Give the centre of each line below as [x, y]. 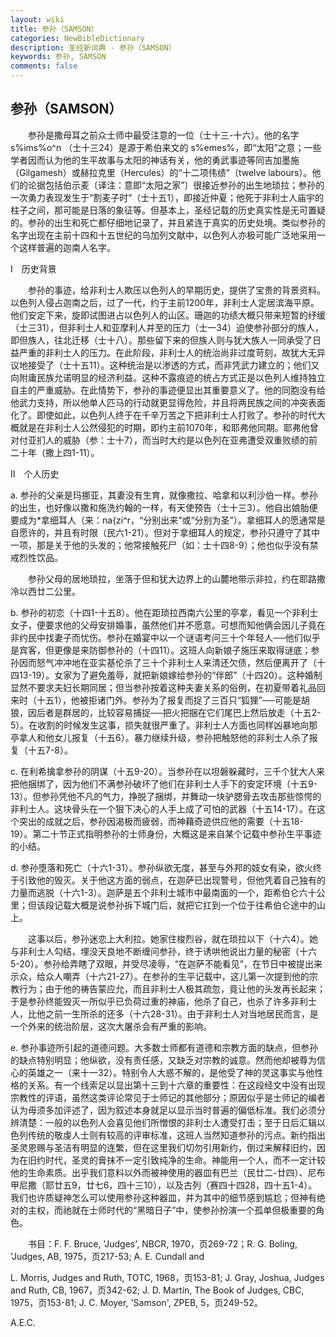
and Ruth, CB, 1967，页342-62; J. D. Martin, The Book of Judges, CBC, [157, 1290]
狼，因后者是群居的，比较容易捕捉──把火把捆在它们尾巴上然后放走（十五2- [166, 712]
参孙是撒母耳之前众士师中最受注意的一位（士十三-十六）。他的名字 [163, 135]
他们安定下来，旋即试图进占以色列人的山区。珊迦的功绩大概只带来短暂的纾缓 [168, 315]
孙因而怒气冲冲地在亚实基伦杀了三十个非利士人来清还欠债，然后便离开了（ [163, 662]
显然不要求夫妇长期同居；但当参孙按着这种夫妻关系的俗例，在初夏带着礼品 [163, 687]
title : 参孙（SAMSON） [54, 29]
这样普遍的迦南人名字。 [67, 247]
